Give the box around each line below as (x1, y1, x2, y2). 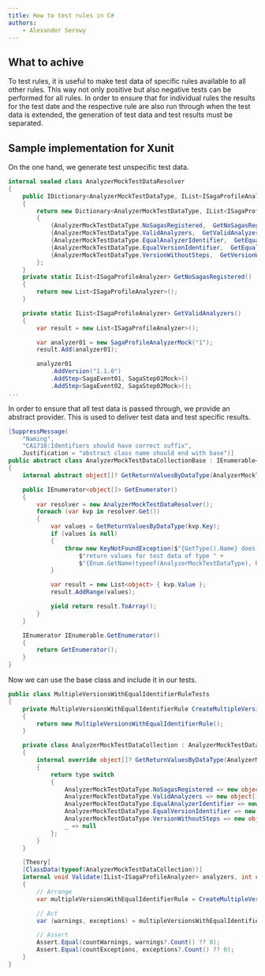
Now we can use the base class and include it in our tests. (8, 675, 197, 684)
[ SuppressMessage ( (8, 428, 69, 435)
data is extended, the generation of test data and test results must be (8, 110, 233, 119)
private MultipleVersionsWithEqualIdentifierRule (22, 705, 189, 713)
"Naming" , (22, 435, 55, 443)
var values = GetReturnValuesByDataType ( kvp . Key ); (50, 522, 221, 530)
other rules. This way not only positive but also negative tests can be (8, 85, 232, 95)
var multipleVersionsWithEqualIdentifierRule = (36, 895, 196, 903)
